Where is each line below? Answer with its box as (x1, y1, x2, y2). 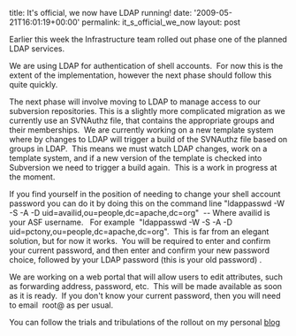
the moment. (9, 172, 56, 182)
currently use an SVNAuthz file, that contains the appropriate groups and (9, 115, 276, 126)
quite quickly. (9, 80, 58, 89)
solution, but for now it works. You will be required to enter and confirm (9, 236, 271, 246)
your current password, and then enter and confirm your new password (9, 245, 270, 256)
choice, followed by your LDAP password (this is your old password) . (9, 255, 262, 264)
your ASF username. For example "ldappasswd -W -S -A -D (9, 217, 232, 227)
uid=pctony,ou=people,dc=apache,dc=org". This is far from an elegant (9, 226, 269, 237)
